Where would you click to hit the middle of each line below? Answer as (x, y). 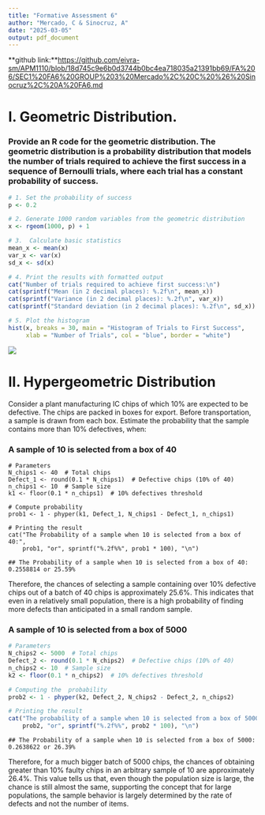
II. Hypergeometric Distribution (112, 382)
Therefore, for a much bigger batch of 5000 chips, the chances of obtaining (131, 762)
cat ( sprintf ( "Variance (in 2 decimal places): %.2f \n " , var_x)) (116, 299)
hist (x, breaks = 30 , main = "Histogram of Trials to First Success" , (127, 328)
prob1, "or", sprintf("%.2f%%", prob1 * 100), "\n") (111, 548)
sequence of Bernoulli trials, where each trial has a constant (125, 171)
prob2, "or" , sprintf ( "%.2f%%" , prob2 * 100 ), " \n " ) (111, 726)
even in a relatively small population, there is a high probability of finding (126, 600)
